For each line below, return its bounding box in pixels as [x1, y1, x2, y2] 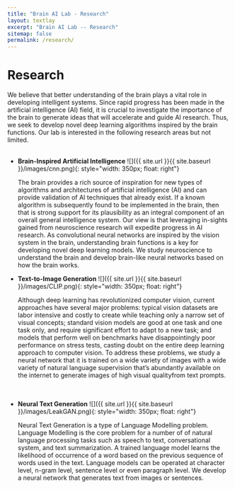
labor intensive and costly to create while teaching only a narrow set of [17, 311, 225, 319]
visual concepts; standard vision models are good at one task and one [17, 318, 223, 327]
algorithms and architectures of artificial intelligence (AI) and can [17, 185, 207, 195]
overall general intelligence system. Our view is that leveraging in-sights [17, 216, 228, 224]
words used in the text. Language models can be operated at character [17, 459, 225, 467]
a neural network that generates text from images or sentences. [17, 473, 204, 482]
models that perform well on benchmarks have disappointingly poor [17, 333, 216, 342]
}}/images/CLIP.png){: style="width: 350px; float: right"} [17, 282, 183, 291]
